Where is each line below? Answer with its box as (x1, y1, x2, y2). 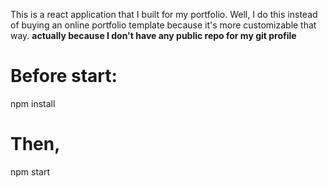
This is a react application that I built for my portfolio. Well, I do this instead (10, 9, 318, 20)
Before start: (10, 65, 118, 88)
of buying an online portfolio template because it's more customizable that (10, 19, 317, 31)
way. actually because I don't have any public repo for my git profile (10, 30, 297, 41)
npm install (10, 97, 56, 109)
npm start (10, 165, 51, 178)
